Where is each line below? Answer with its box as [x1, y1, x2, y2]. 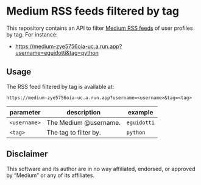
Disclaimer [6, 149, 48, 159]
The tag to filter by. [46, 128, 102, 136]
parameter [9, 108, 41, 116]
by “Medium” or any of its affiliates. [6, 172, 95, 179]
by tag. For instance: [6, 30, 58, 38]
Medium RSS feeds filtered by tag [6, 4, 180, 18]
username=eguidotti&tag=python [15, 49, 99, 56]
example [127, 108, 153, 116]
